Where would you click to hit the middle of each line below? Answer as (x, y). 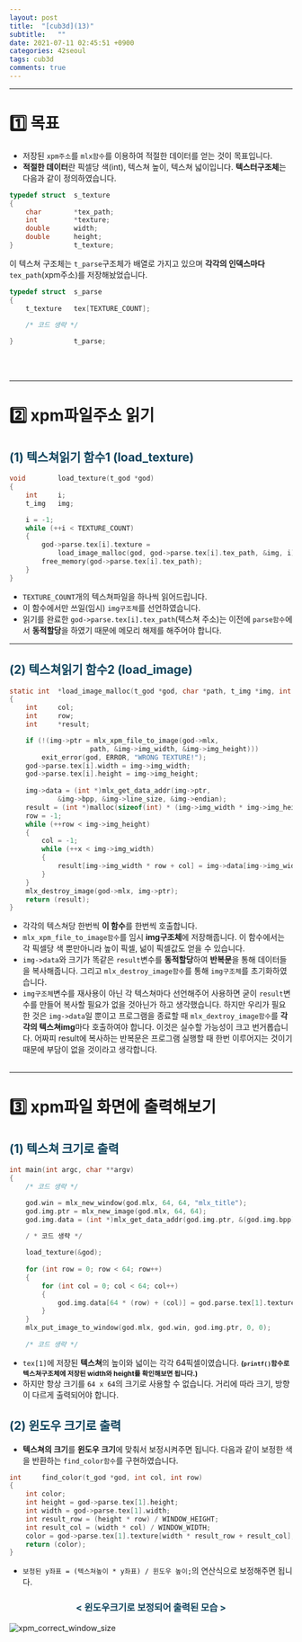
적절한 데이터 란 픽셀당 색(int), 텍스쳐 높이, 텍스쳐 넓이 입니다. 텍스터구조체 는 (154, 166)
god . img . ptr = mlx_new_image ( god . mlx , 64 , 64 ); (116, 1211)
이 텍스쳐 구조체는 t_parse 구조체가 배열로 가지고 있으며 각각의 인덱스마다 (137, 263)
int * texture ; (68, 220)
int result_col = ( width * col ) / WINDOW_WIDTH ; (118, 1527)
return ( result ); (58, 900)
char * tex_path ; (70, 212)
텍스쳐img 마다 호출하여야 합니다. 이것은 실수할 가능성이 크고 (144, 1027)
